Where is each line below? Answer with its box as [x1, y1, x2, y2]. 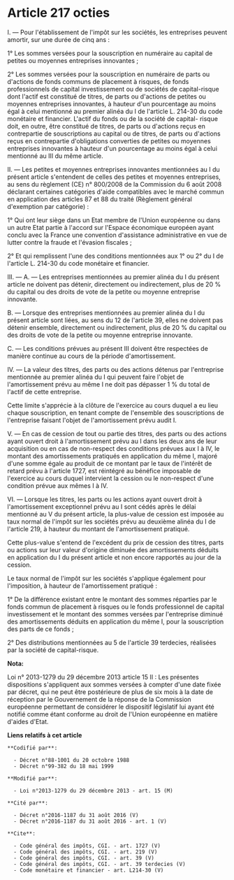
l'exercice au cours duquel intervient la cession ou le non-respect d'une [7, 474, 214, 482]
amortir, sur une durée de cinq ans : [7, 35, 110, 43]
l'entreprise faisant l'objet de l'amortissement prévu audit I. [7, 416, 177, 424]
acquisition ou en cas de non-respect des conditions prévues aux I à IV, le [7, 444, 220, 452]
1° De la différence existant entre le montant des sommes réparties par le [7, 595, 217, 603]
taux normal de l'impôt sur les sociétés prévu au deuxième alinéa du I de [7, 517, 216, 526]
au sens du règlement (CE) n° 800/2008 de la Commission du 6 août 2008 [7, 180, 222, 188]
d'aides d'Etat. [7, 717, 49, 726]
